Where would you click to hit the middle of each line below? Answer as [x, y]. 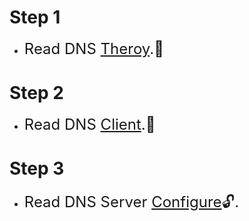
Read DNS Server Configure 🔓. [131, 201]
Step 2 [36, 93]
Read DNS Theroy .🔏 [93, 48]
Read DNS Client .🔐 [89, 124]
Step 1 [35, 17]
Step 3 [37, 168]
